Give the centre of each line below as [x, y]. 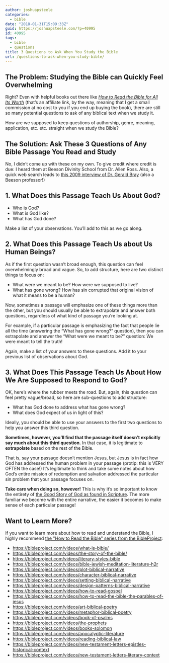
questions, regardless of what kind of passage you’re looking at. [72, 315]
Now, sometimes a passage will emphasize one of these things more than [81, 305]
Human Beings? [31, 252]
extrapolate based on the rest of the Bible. [50, 448]
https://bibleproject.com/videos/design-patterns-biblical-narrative [81, 586]
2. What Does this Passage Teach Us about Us [79, 244]
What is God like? [30, 213]
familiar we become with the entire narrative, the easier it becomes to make [83, 500]
